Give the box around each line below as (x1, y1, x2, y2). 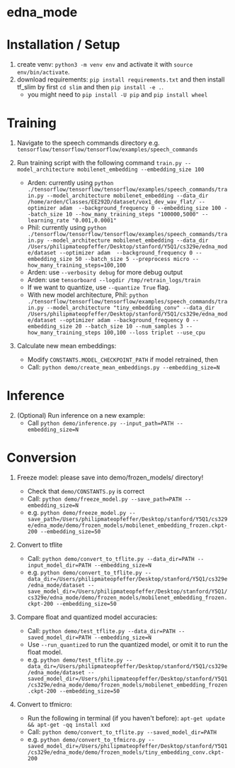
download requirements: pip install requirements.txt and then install (16, 75, 225, 84)
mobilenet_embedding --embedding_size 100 (76, 166, 205, 174)
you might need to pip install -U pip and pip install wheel (27, 90, 208, 99)
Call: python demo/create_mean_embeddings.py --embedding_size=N (27, 363, 220, 372)
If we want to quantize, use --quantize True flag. (27, 283, 171, 291)
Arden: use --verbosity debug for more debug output (27, 268, 183, 277)
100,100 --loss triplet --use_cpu (103, 329, 206, 337)
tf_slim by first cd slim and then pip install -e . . (16, 83, 164, 91)
